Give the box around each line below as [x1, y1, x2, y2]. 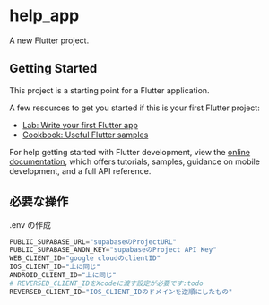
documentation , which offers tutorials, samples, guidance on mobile [9, 156, 260, 167]
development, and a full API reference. [9, 165, 152, 176]
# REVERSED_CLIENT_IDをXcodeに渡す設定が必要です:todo [9, 279, 204, 288]
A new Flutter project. [9, 35, 90, 46]
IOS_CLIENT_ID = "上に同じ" [9, 262, 101, 272]
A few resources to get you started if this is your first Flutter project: [9, 102, 260, 113]
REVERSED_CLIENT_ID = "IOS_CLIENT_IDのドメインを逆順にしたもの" [9, 287, 233, 296]
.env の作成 [9, 219, 52, 230]
